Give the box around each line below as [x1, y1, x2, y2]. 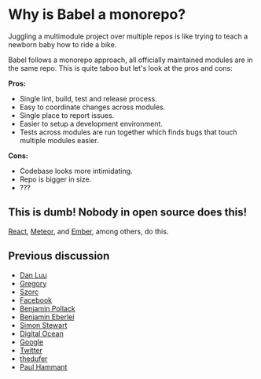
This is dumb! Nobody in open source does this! [8, 206, 248, 219]
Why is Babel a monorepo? [8, 6, 186, 24]
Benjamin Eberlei [19, 312, 75, 322]
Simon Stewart [19, 320, 68, 329]
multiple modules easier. [19, 135, 99, 145]
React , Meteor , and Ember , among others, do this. [8, 226, 169, 236]
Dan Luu [19, 270, 47, 280]
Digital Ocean [19, 329, 64, 338]
